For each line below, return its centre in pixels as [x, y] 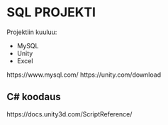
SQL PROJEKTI [51, 12]
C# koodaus [34, 97]
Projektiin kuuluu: [32, 32]
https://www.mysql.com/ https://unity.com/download [84, 75]
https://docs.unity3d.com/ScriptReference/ [69, 114]
